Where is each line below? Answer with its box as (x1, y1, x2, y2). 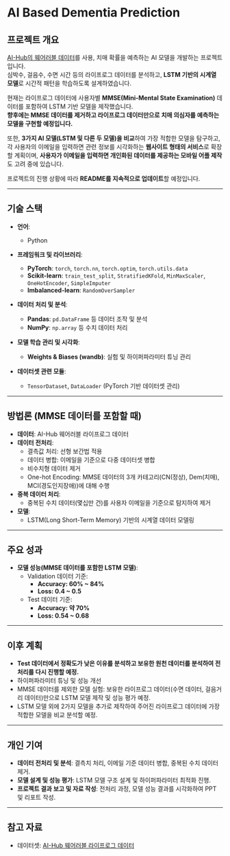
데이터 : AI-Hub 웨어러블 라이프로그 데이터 (16, 429, 129, 438)
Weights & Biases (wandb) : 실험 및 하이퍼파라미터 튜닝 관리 (27, 352, 192, 361)
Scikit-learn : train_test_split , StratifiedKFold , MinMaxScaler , (27, 271, 205, 280)
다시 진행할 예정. (35, 668, 79, 676)
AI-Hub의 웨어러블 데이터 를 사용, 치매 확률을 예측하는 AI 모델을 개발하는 (7, 54, 199, 61)
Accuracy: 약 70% (37, 604, 90, 612)
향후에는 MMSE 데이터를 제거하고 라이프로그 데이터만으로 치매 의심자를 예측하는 (7, 111, 220, 119)
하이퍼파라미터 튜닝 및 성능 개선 (16, 677, 101, 685)
